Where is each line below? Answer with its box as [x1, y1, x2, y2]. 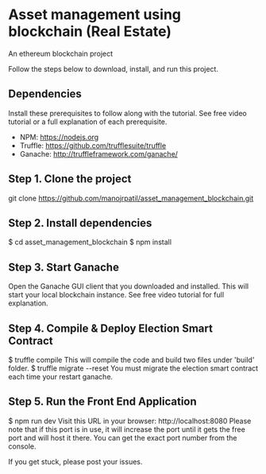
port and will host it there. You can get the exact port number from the [8, 433, 237, 442]
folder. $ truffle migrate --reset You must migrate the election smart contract [8, 363, 259, 373]
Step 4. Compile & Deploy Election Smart [8, 321, 213, 335]
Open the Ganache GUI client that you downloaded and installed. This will [8, 282, 249, 291]
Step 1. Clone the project [8, 173, 132, 186]
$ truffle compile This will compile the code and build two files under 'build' [8, 355, 255, 364]
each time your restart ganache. [8, 372, 114, 381]
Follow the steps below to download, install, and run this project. [8, 64, 218, 73]
